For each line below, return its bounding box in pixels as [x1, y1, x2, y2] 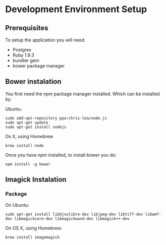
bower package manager [12, 63, 65, 69]
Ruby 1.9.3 [12, 52, 34, 58]
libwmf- [145, 212, 161, 217]
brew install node [5, 143, 44, 148]
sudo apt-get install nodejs [5, 125, 67, 130]
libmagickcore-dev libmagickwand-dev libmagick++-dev [14, 216, 130, 221]
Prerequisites [5, 24, 48, 32]
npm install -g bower [5, 161, 51, 167]
